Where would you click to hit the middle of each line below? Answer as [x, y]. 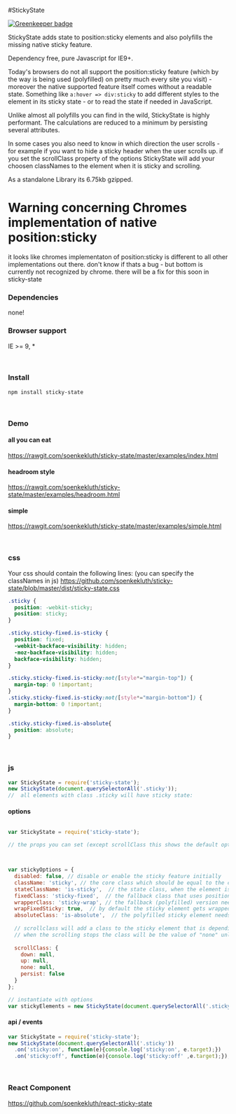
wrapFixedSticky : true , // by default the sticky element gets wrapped [123, 909]
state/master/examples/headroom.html [64, 495]
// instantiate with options [50, 1000]
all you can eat [30, 440]
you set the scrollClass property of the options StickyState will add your [111, 158]
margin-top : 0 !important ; [54, 685]
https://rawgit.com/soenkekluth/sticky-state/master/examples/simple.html [115, 526]
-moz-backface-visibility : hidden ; [66, 653]
